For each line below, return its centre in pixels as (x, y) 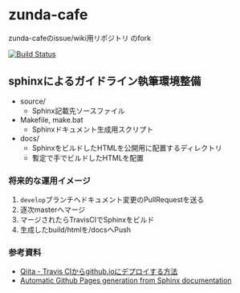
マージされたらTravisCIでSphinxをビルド (87, 220)
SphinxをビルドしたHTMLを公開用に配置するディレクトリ (127, 148)
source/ (33, 101)
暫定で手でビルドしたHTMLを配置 (88, 157)
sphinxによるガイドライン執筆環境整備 (105, 81)
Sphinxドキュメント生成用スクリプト (93, 129)
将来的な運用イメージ (49, 181)
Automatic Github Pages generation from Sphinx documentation (126, 281)
